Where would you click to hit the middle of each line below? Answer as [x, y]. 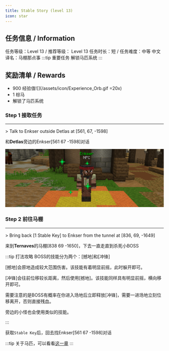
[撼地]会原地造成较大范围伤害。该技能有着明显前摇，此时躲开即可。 [75, 267]
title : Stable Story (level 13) [39, 11]
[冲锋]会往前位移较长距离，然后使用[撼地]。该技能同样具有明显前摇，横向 [81, 278]
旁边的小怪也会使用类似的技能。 [38, 312]
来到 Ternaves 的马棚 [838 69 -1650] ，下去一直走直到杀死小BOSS [72, 245]
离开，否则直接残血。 [31, 301]
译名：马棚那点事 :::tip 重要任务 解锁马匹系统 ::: [54, 58]
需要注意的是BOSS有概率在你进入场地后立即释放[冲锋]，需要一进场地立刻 [81, 295]
